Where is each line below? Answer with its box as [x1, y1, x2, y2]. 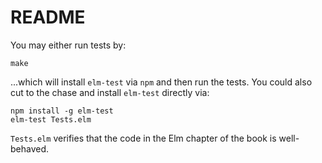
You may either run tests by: [10, 39, 127, 51]
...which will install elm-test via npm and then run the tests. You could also [10, 76, 313, 88]
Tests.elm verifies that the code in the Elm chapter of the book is [10, 132, 277, 144]
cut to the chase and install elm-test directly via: [10, 86, 210, 98]
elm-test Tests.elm [10, 114, 92, 125]
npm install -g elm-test [10, 106, 114, 116]
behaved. [10, 142, 50, 155]
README [10, 6, 86, 29]
